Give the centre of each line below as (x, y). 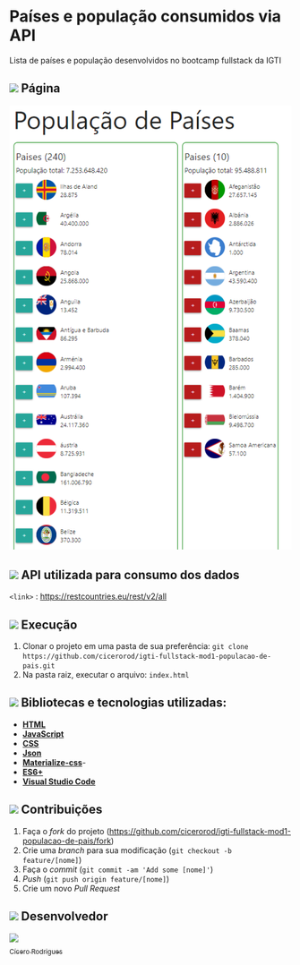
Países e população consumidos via (146, 17)
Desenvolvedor (65, 916)
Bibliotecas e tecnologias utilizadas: (124, 703)
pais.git (39, 666)
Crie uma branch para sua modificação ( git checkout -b (127, 850)
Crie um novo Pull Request (71, 888)
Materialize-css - (54, 762)
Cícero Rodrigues (36, 952)
